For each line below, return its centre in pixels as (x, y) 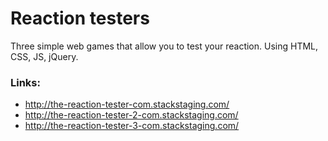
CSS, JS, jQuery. (44, 56)
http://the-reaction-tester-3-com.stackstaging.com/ (132, 126)
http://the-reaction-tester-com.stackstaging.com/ (127, 104)
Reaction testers (80, 18)
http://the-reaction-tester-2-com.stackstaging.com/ (131, 115)
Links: (25, 82)
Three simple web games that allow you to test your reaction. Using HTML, (164, 46)
